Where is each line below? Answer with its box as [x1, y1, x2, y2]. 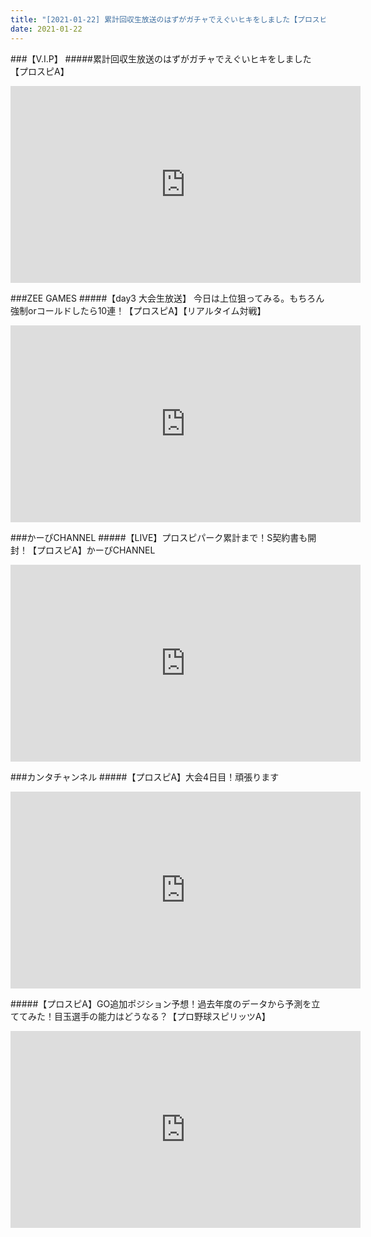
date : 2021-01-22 [10, 24, 83, 34]
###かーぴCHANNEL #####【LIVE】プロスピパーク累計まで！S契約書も [10, 531, 308, 543]
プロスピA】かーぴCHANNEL [36, 544, 156, 556]
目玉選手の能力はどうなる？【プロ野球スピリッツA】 [53, 1010, 271, 1022]
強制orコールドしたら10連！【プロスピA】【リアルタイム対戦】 [10, 304, 267, 316]
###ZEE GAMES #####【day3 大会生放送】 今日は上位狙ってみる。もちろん [10, 292, 325, 304]
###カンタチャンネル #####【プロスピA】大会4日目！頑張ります [10, 771, 280, 783]
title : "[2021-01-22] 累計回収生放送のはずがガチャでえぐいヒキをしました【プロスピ [10, 14, 328, 25]
